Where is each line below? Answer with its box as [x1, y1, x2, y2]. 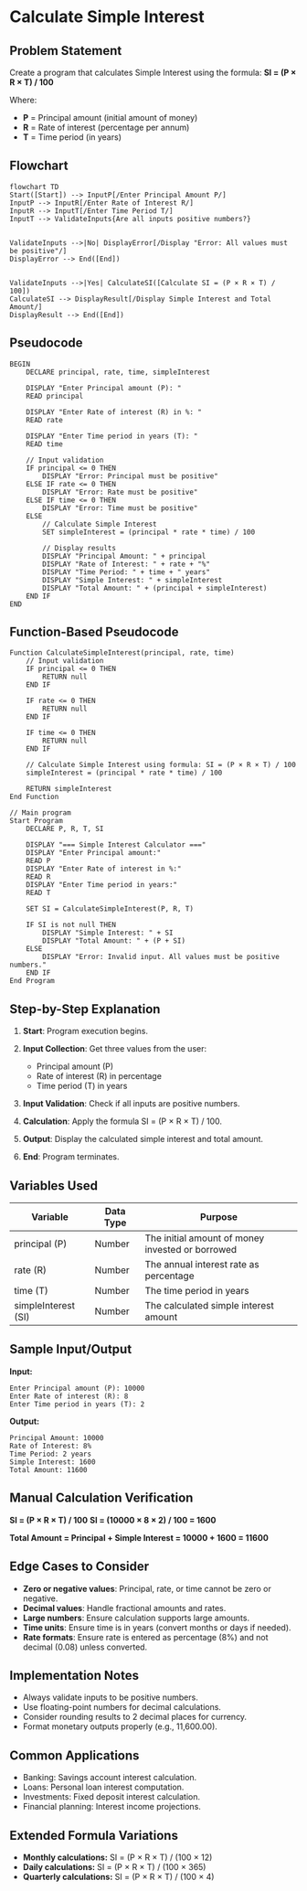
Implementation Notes [9, 1667, 140, 1683]
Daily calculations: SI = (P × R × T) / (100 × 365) [22, 1861, 206, 1872]
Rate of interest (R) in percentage [36, 1071, 163, 1082]
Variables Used [9, 1178, 99, 1193]
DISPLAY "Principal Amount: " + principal [42, 551, 206, 561]
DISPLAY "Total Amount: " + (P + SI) [42, 936, 185, 945]
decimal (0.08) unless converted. [22, 1641, 148, 1652]
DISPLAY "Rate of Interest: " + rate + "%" [42, 560, 210, 569]
